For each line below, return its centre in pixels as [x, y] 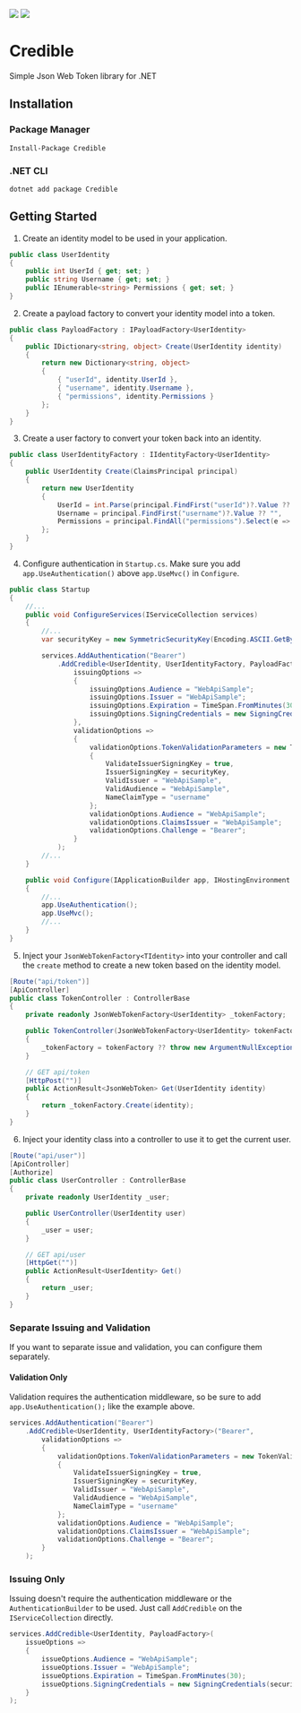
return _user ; [68, 1288]
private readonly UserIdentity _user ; [98, 1197]
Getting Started [53, 216]
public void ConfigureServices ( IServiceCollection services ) [142, 615]
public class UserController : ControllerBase [98, 1181]
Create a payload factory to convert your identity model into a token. [149, 313]
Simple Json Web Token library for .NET [83, 75]
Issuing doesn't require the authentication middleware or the [121, 1598]
